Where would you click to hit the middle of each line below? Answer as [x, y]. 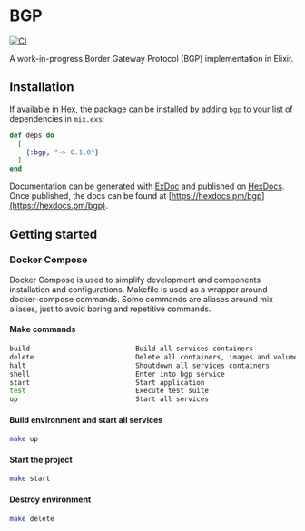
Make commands [43, 329]
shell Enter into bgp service [117, 374]
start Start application [107, 382]
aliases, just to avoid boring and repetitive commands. [110, 309]
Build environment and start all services [86, 419]
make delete [32, 518]
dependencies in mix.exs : [57, 118]
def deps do [32, 135]
